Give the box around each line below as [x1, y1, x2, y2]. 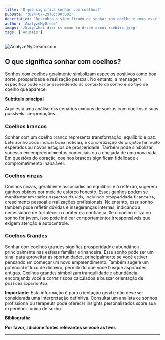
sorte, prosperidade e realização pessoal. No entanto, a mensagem [5, 76, 141, 82]
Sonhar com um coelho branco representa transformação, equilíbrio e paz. [5, 134, 157, 140]
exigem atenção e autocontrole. [5, 220, 70, 226]
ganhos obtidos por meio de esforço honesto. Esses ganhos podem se [5, 189, 148, 195]
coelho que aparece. [5, 86, 47, 92]
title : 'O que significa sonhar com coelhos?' [5, 7, 102, 12]
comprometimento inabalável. [5, 160, 65, 166]
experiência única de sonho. [5, 305, 62, 311]
